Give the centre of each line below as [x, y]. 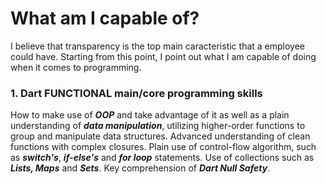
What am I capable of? [105, 18]
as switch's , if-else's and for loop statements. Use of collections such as [162, 158]
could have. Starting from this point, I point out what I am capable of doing [163, 56]
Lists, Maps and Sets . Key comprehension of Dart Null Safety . [140, 168]
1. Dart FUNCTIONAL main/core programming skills [136, 93]
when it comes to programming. [76, 67]
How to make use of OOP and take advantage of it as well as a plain [150, 115]
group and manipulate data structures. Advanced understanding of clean [160, 136]
